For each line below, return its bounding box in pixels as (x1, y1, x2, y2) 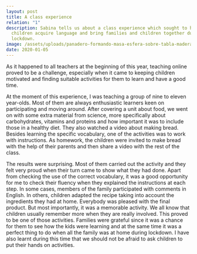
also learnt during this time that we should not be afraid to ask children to (6, 235, 183, 242)
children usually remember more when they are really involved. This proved (6, 210, 188, 217)
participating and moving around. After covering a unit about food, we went (6, 105, 188, 112)
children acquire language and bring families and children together (11, 31, 185, 36)
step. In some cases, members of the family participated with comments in (6, 185, 186, 192)
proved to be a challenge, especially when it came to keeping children (6, 69, 175, 76)
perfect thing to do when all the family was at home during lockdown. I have (6, 229, 189, 236)
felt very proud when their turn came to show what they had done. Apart (6, 167, 181, 174)
